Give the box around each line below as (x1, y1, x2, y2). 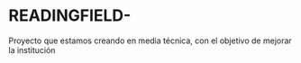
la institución (8, 44, 56, 55)
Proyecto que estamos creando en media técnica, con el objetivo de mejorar (8, 35, 292, 46)
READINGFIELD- (8, 5, 132, 26)
